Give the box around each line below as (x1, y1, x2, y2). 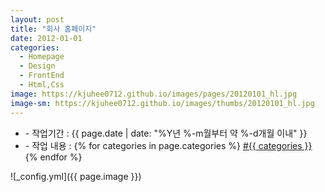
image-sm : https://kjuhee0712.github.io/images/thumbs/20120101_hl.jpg (10, 98, 315, 108)
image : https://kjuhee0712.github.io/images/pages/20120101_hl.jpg (10, 89, 298, 99)
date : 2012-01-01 (10, 33, 83, 43)
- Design (19, 61, 56, 71)
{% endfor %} (24, 151, 83, 163)
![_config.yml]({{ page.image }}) (10, 170, 142, 182)
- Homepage (19, 52, 65, 62)
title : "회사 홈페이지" (10, 24, 97, 34)
